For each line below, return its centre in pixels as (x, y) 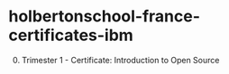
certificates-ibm (71, 35)
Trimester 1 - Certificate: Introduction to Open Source (120, 60)
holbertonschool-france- (104, 16)
